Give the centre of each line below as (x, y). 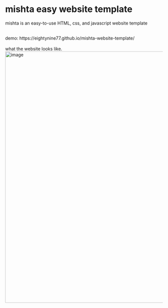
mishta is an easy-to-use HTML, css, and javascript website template (76, 23)
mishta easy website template (69, 9)
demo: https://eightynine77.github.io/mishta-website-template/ (70, 38)
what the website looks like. (34, 49)
